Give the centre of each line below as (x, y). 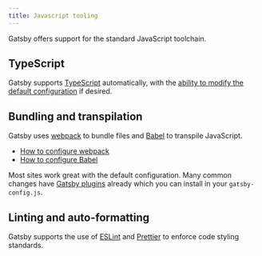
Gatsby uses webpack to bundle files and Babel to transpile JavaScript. (125, 136)
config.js (25, 193)
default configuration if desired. (60, 91)
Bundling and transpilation (75, 116)
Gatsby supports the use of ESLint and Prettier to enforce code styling (124, 237)
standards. (26, 246)
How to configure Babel (59, 160)
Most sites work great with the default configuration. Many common (120, 175)
